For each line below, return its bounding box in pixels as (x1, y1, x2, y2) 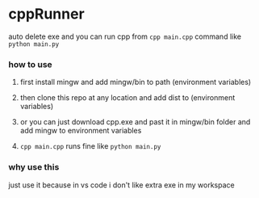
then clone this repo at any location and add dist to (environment (19, 93, 236, 103)
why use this (8, 162, 60, 173)
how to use (8, 58, 52, 70)
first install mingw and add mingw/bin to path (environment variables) (19, 78, 252, 87)
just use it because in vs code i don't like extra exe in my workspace (8, 179, 236, 190)
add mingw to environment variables (19, 126, 142, 136)
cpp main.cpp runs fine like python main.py (19, 141, 161, 151)
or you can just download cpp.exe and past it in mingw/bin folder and (19, 117, 251, 127)
